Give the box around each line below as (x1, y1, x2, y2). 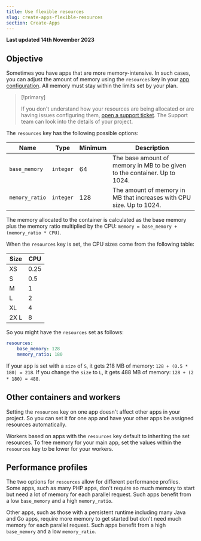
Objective (6, 53, 44, 63)
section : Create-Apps (6, 20, 60, 26)
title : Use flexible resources (6, 8, 84, 15)
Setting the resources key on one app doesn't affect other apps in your (6, 408, 181, 415)
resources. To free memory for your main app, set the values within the (6, 439, 181, 446)
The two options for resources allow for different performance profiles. (6, 478, 181, 485)
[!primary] (20, 94, 46, 101)
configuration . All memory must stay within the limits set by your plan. (6, 82, 178, 90)
